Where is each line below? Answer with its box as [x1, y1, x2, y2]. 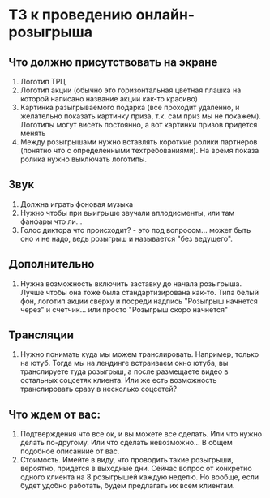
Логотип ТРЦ [19, 77, 66, 86]
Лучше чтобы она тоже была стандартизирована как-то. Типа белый [19, 287, 259, 297]
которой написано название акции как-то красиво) [19, 94, 199, 103]
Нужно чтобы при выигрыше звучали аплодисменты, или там [19, 208, 235, 217]
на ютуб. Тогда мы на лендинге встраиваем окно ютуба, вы [19, 358, 229, 368]
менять [19, 128, 46, 138]
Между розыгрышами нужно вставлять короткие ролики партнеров [19, 137, 258, 147]
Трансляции [8, 328, 75, 342]
